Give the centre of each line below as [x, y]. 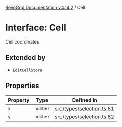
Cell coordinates [22, 41]
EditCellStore [27, 70]
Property [19, 100]
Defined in [84, 100]
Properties [22, 86]
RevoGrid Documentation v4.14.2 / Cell [45, 7]
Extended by [25, 58]
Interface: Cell [36, 28]
